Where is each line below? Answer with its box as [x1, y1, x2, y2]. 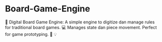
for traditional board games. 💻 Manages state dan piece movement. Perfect [5, 24, 157, 30]
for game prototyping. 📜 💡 [5, 31, 57, 37]
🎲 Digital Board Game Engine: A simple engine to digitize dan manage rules [5, 19, 155, 25]
